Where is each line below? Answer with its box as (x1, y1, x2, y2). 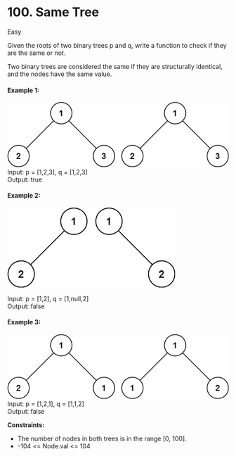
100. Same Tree (7, 4, 100, 20)
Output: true (7, 175, 43, 184)
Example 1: (7, 86, 40, 94)
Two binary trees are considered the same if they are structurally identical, (7, 62, 223, 70)
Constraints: (7, 421, 45, 429)
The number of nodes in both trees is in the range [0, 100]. (17, 434, 188, 443)
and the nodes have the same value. (7, 70, 112, 78)
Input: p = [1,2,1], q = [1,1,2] (7, 400, 84, 408)
